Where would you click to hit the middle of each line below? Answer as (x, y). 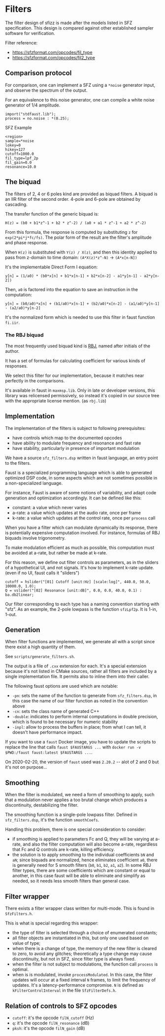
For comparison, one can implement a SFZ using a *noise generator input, (80, 85)
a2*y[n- (152, 276)
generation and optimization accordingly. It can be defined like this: (73, 498)
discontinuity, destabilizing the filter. (42, 805)
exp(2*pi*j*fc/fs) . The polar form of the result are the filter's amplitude (78, 237)
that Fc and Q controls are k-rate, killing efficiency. (63, 850)
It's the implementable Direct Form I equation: (51, 267)
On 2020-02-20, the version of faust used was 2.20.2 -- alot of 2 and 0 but (82, 762)
